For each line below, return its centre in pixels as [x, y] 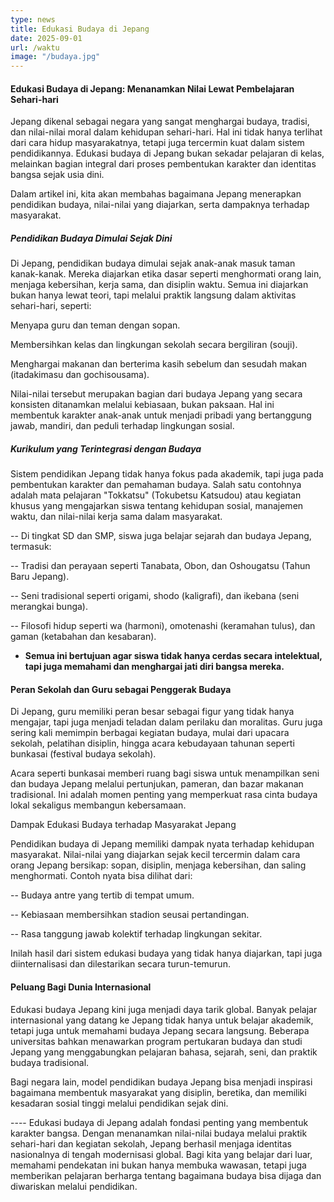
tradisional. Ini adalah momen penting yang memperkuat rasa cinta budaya [164, 795]
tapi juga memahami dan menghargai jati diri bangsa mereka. [154, 667]
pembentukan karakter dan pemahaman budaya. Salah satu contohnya [156, 485]
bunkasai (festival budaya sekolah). [83, 754]
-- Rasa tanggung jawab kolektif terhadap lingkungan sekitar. [136, 934]
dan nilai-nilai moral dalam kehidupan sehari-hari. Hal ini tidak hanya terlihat [166, 132]
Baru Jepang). [40, 577]
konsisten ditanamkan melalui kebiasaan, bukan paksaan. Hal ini [142, 405]
